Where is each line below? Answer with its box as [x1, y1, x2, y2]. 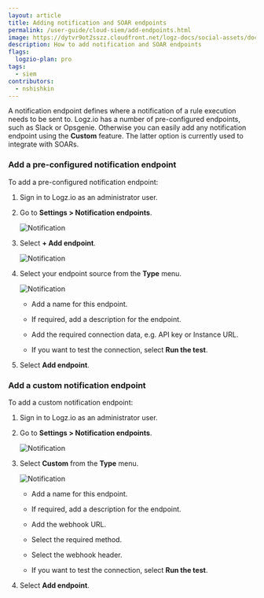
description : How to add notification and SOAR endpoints [8, 41, 202, 49]
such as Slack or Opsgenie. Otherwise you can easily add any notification [8, 123, 247, 132]
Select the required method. [31, 534, 123, 544]
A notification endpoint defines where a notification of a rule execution [8, 106, 236, 116]
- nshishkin [15, 84, 55, 93]
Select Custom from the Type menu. [19, 458, 139, 468]
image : [8, 33, 30, 42]
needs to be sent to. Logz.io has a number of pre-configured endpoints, [8, 115, 241, 124]
